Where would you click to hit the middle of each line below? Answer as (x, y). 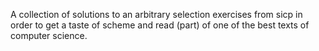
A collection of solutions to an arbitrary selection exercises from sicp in (156, 14)
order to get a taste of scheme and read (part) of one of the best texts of (160, 25)
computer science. (49, 35)
